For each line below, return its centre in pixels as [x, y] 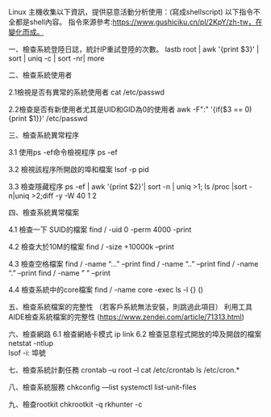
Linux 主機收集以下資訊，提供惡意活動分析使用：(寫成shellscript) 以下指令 [131, 12]
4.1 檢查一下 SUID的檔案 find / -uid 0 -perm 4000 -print [100, 230]
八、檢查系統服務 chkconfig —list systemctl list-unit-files [102, 387]
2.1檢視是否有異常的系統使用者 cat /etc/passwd [87, 92]
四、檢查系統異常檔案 [44, 212]
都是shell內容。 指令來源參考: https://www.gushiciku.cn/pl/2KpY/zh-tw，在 [139, 22]
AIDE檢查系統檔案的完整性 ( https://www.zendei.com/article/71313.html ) [126, 317]
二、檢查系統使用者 [40, 75]
